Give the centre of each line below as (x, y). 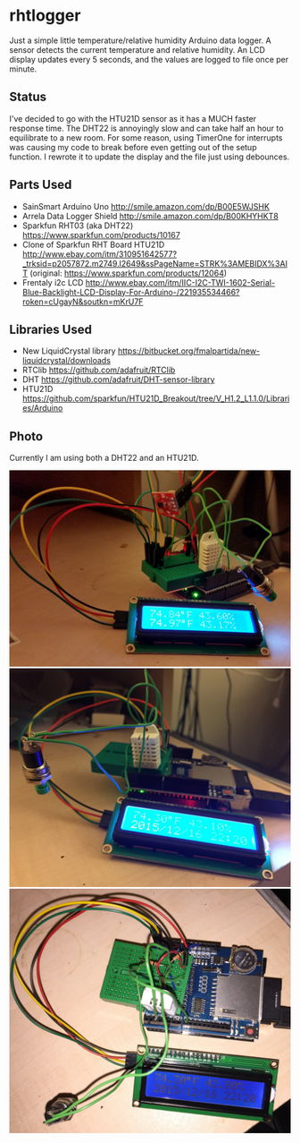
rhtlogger (45, 16)
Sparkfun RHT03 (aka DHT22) (78, 226)
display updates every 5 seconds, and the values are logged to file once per (149, 59)
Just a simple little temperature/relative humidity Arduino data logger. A (140, 40)
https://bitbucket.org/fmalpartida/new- (189, 351)
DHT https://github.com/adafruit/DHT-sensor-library (118, 380)
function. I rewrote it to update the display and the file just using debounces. (150, 157)
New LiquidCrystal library (69, 351)
